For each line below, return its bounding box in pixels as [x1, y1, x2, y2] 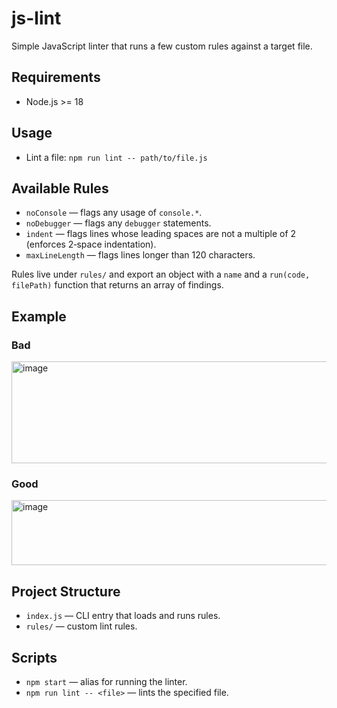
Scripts [11, 649, 58, 666]
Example [11, 308, 67, 325]
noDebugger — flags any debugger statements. [25, 217, 212, 229]
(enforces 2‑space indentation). [25, 238, 157, 251]
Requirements [11, 69, 101, 86]
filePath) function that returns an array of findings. [11, 279, 224, 291]
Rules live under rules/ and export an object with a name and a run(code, [11, 268, 311, 281]
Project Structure [11, 583, 121, 600]
